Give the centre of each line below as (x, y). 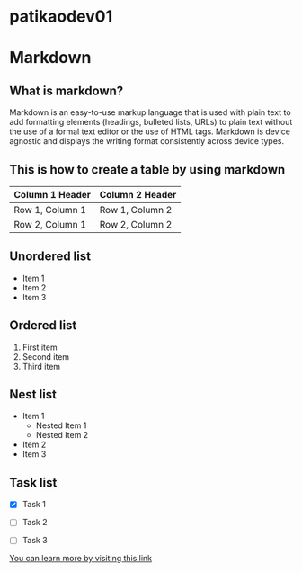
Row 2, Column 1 (50, 224)
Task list (33, 483)
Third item (41, 366)
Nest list (33, 394)
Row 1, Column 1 (50, 210)
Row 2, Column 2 (136, 224)
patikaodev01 (61, 17)
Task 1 (34, 505)
